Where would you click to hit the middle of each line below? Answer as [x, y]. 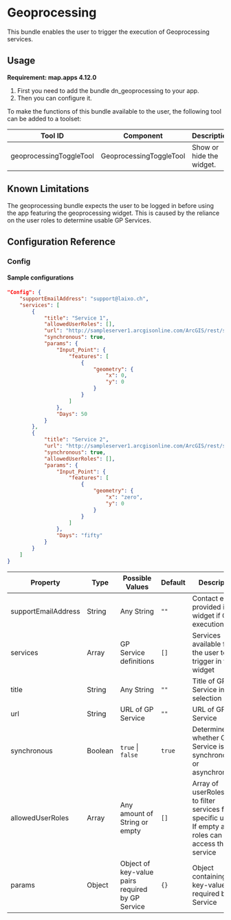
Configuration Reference [61, 241]
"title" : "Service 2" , [76, 440]
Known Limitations [48, 189]
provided [207, 607]
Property [45, 582]
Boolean [100, 751]
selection [207, 698]
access [204, 844]
